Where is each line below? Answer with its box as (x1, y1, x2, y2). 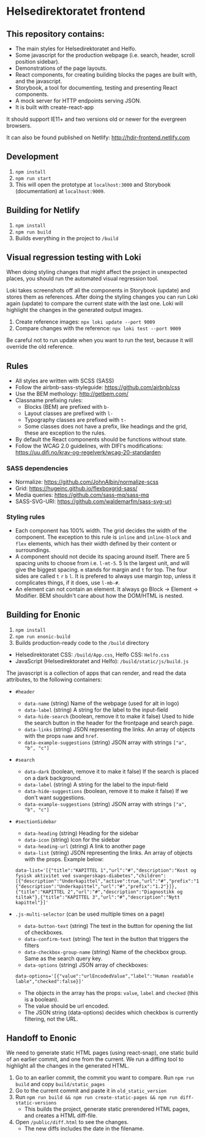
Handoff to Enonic (6, 1033, 77, 1043)
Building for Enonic (6, 610, 81, 620)
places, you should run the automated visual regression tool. (6, 275, 159, 283)
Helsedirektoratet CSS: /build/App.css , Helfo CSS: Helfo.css (15, 651, 170, 658)
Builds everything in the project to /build (15, 234, 119, 241)
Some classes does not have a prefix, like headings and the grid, (24, 423, 188, 430)
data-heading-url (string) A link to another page (24, 842, 146, 850)
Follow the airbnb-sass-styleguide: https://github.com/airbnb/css (15, 384, 181, 391)
